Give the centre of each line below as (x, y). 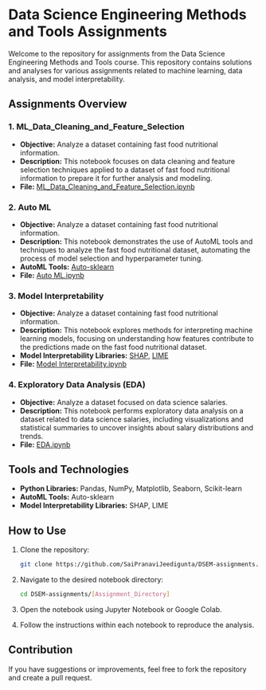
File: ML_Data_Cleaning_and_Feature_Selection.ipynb (107, 186)
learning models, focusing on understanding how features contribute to (137, 339)
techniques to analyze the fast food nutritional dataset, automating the (135, 249)
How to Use (37, 530)
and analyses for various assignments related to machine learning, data (125, 70)
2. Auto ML (30, 207)
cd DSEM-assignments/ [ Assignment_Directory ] (95, 594)
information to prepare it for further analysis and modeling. (116, 178)
